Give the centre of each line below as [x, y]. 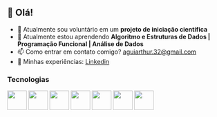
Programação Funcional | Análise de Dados [80, 44]
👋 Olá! [20, 13]
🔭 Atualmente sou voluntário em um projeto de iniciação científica [112, 29]
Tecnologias [28, 79]
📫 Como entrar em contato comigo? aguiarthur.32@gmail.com [107, 52]
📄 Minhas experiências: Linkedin [63, 61]
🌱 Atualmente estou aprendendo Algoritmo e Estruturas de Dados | [114, 36]
